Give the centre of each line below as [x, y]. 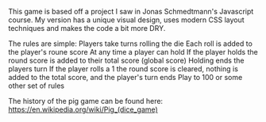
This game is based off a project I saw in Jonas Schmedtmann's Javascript [131, 11]
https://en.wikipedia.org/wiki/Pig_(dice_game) [83, 109]
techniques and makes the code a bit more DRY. [87, 28]
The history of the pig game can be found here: [86, 101]
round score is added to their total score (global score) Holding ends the [126, 60]
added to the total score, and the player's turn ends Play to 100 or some [125, 77]
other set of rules [37, 86]
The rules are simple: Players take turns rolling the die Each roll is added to [130, 44]
